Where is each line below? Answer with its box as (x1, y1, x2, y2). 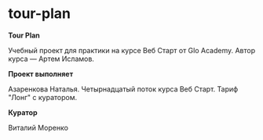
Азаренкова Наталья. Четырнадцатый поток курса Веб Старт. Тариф (8, 84, 239, 94)
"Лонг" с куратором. (8, 92, 77, 102)
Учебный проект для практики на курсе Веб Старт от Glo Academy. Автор (8, 45, 256, 55)
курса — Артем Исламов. (8, 54, 94, 63)
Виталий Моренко (8, 123, 69, 132)
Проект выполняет (8, 69, 74, 78)
